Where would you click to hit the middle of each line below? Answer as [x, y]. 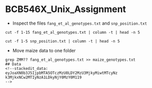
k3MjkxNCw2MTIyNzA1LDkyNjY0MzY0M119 [43, 77]
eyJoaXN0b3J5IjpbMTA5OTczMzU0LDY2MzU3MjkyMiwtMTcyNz [61, 73]
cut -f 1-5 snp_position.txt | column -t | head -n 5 [63, 41]
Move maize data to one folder [44, 50]
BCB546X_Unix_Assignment [66, 9]
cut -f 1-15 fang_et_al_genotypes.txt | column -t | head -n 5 [73, 32]
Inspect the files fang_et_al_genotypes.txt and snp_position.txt [80, 23]
